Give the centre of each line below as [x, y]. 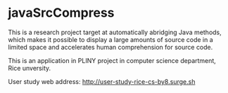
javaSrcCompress [61, 13]
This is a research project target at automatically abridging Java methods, [115, 32]
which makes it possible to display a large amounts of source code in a [110, 39]
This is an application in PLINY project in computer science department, [112, 60]
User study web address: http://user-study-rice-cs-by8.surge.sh [102, 81]
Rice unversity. [30, 68]
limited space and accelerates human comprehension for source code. [110, 47]
